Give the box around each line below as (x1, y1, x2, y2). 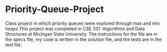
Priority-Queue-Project (5, 4, 104, 15)
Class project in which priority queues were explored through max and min (5, 20, 160, 26)
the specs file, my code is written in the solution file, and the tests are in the (5, 36, 162, 42)
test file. (5, 41, 22, 47)
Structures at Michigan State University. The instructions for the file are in (5, 31, 157, 37)
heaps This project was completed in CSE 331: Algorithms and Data (5, 25, 145, 31)
